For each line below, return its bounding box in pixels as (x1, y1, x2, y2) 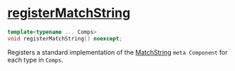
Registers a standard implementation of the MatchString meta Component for (7, 48, 228, 56)
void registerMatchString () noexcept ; (7, 35, 122, 42)
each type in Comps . (7, 55, 64, 64)
